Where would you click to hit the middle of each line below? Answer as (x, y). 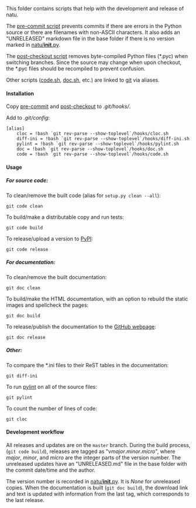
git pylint (19, 397)
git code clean (25, 206)
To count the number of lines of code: (52, 408)
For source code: (27, 181)
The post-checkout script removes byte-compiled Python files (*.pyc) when (97, 56)
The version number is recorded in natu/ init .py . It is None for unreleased (93, 481)
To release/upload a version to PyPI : (50, 238)
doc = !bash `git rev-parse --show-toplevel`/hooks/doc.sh (90, 149)
